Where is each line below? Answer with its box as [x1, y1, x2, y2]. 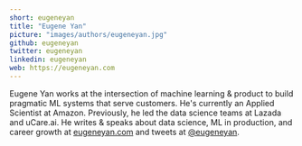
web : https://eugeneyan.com [9, 64, 116, 73]
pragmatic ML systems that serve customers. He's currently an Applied [9, 97, 275, 108]
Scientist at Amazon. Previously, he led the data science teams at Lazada [9, 107, 282, 118]
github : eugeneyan [9, 38, 79, 48]
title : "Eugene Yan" [9, 22, 88, 31]
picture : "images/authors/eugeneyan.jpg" [9, 30, 168, 39]
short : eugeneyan [9, 13, 75, 23]
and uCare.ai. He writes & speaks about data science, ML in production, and [9, 116, 293, 127]
